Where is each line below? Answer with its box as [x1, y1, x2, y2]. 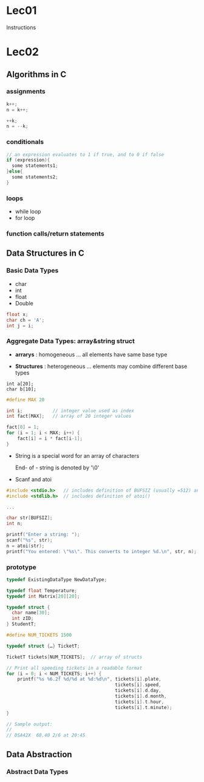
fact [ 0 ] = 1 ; [6, 424, 39, 430]
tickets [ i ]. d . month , [115, 693, 167, 699]
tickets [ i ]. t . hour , [115, 699, 165, 705]
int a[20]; [6, 381, 34, 387]
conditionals [6, 138, 44, 146]
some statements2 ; [12, 174, 59, 180]
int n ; [6, 520, 23, 527]
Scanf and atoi [15, 475, 52, 483]
